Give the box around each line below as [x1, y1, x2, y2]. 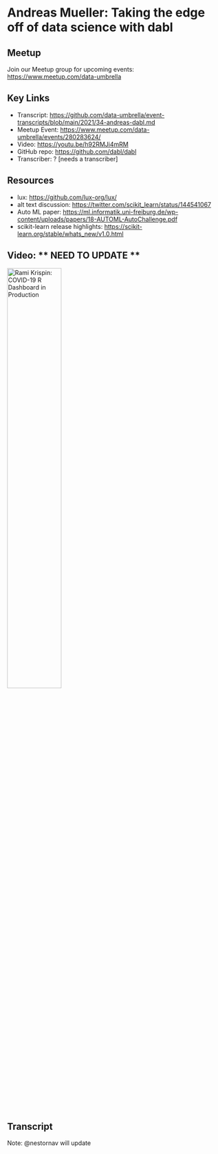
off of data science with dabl [7, 19, 173, 35]
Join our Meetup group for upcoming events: [7, 65, 134, 73]
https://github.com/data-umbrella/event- [49, 110, 165, 119]
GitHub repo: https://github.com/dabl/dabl [17, 147, 137, 156]
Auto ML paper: [17, 207, 62, 216]
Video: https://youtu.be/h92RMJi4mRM [17, 140, 129, 148]
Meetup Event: [17, 125, 59, 134]
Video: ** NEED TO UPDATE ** [7, 250, 140, 261]
